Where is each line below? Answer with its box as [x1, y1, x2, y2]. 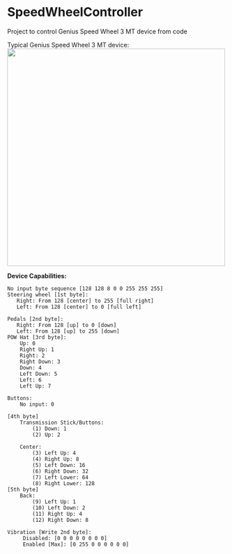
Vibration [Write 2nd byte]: [7, 528, 92, 536]
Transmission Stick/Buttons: [20, 419, 105, 426]
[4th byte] [7, 413, 39, 420]
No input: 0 [20, 401, 54, 408]
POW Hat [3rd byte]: [7, 333, 68, 341]
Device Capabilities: [7, 271, 67, 280]
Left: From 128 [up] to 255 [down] [16, 328, 120, 335]
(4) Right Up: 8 [32, 455, 79, 463]
